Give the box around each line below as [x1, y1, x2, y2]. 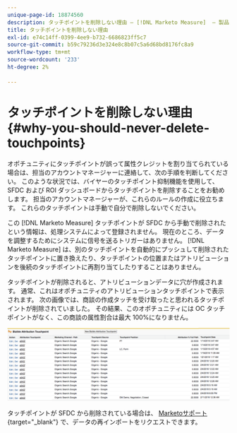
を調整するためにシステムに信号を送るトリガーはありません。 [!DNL [7, 236, 205, 244]
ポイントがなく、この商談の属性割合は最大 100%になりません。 [7, 313, 193, 321]
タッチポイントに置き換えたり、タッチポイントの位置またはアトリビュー [7, 254, 217, 262]
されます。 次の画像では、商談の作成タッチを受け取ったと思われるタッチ [7, 295, 219, 304]
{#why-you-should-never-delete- [7, 120, 210, 136]
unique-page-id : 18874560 [7, 11, 83, 18]
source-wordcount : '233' [7, 57, 80, 64]
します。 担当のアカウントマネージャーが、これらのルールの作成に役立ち [7, 194, 219, 203]
